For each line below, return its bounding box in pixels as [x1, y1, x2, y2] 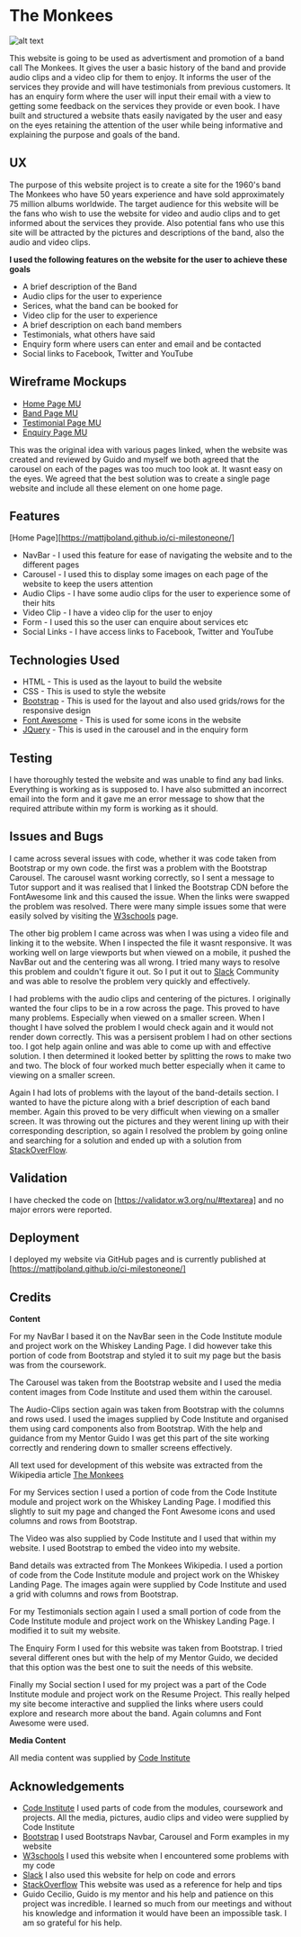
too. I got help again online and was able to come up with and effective [9, 1041, 271, 1052]
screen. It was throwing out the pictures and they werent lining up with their [9, 1116, 289, 1127]
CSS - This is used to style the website [22, 686, 166, 697]
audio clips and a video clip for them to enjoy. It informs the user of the [9, 71, 271, 82]
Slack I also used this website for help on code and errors [22, 1869, 236, 1880]
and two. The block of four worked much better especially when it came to [9, 1060, 286, 1071]
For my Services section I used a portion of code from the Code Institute [9, 1487, 278, 1498]
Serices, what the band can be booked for [22, 300, 179, 311]
